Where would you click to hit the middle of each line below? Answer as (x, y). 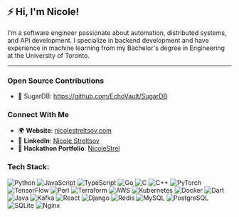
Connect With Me (38, 115)
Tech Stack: (28, 167)
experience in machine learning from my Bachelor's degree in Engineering (116, 48)
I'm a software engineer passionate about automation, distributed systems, (117, 32)
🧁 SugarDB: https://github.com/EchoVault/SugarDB (92, 96)
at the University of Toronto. (49, 55)
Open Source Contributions (56, 81)
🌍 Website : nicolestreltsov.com (65, 131)
